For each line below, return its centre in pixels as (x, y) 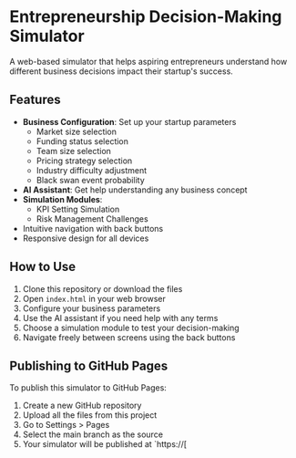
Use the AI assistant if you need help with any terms (120, 317)
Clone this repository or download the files (102, 288)
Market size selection (76, 131)
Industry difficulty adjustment (92, 170)
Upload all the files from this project (90, 415)
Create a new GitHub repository (82, 406)
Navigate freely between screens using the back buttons (129, 337)
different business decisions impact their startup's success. (122, 71)
